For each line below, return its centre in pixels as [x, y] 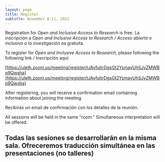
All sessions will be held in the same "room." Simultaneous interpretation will [82, 117]
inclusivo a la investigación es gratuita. [45, 43]
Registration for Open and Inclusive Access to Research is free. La [72, 33]
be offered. [16, 122]
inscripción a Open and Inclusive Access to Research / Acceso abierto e [79, 38]
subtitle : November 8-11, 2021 [37, 19]
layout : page [18, 10]
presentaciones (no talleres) [49, 153]
